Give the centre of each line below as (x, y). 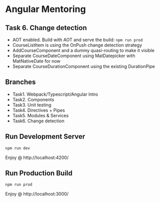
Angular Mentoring (46, 9)
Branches (21, 82)
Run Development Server (45, 137)
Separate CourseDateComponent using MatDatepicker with (74, 56)
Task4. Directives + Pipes (39, 110)
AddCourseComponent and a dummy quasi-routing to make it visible (83, 50)
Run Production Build (39, 173)
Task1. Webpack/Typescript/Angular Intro (55, 94)
